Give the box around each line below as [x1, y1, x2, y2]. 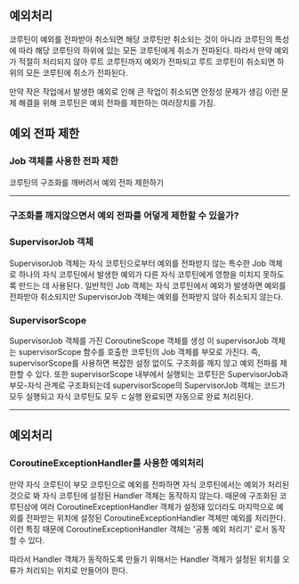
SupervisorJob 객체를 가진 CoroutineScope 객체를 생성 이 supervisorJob [9, 335, 270, 346]
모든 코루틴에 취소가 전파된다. [25, 67, 128, 78]
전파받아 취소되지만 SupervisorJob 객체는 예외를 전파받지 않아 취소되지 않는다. [9, 291, 284, 301]
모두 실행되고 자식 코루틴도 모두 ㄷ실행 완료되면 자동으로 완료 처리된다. [9, 391, 254, 402]
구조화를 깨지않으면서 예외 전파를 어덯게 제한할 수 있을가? [9, 210, 239, 222]
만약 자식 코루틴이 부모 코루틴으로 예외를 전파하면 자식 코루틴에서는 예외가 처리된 [9, 479, 290, 489]
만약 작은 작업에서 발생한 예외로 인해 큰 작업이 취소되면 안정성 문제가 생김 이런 [9, 86, 280, 96]
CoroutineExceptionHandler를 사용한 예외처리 [9, 457, 205, 470]
